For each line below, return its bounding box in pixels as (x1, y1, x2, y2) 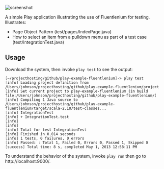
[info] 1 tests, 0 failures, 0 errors (5, 136, 84, 141)
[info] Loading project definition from (5, 80, 89, 85)
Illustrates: (5, 20, 26, 25)
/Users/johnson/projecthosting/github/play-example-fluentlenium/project (5, 84, 160, 89)
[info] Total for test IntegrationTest (5, 127, 87, 132)
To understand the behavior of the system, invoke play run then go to (5, 153, 146, 159)
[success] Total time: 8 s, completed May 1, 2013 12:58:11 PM (5, 145, 137, 149)
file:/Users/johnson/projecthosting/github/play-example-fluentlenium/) (5, 93, 157, 98)
